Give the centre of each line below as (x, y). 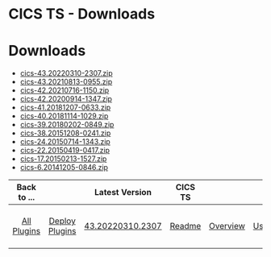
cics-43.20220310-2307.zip (66, 73)
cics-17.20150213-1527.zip (63, 159)
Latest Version (123, 193)
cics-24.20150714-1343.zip (65, 142)
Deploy (63, 221)
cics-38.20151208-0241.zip (65, 133)
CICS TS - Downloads (82, 14)
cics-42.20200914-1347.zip (66, 99)
